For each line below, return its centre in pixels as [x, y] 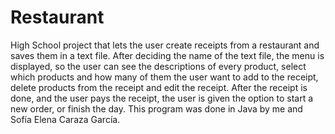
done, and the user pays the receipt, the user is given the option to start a [162, 98]
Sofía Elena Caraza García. [65, 119]
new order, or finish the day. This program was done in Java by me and [156, 108]
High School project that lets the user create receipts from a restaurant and [165, 45]
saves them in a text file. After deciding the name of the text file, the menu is [167, 55]
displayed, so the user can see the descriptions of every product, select [158, 66]
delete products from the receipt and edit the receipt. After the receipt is [159, 87]
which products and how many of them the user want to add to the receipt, [164, 77]
